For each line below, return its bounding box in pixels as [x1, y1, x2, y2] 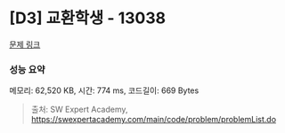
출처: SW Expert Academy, [30, 104, 128, 115]
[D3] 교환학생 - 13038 [9, 8, 167, 28]
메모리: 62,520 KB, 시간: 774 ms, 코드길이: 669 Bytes [9, 85, 199, 96]
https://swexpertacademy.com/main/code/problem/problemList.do [30, 114, 277, 125]
